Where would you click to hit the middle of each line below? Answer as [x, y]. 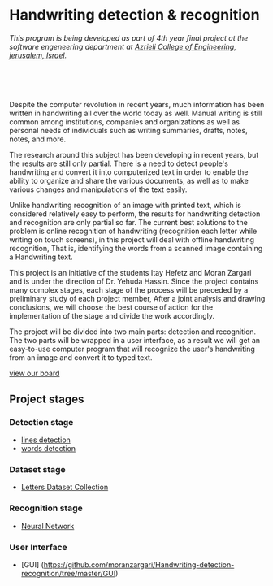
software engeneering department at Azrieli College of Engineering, [123, 46]
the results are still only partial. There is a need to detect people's [119, 163]
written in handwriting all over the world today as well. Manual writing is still [136, 113]
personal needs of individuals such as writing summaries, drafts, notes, [128, 131]
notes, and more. [38, 139]
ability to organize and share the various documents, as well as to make [129, 181]
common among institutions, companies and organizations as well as [125, 122]
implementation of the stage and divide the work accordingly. [112, 316]
